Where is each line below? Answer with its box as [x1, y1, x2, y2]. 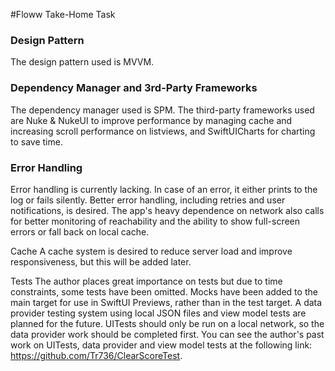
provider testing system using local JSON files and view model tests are [10, 307, 307, 319]
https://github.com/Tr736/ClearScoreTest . [10, 349, 183, 361]
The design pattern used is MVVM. [10, 56, 155, 68]
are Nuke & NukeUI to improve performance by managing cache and [10, 114, 293, 126]
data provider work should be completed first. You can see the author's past [10, 328, 325, 340]
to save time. [10, 135, 63, 148]
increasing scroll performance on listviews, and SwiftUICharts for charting [10, 125, 316, 137]
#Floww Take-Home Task [10, 9, 116, 20]
